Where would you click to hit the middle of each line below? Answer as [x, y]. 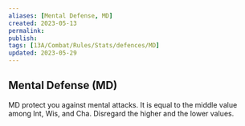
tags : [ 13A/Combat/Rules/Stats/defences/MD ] [84, 46]
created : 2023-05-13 [43, 23]
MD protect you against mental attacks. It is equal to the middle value [123, 104]
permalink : [27, 30]
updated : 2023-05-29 [43, 53]
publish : [23, 38]
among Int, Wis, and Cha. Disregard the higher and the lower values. [121, 113]
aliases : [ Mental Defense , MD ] [61, 16]
